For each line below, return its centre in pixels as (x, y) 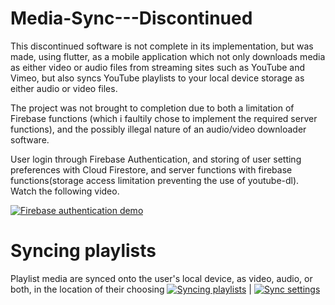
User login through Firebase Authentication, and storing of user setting (156, 159)
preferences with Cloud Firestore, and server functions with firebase (151, 169)
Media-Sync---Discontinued (131, 18)
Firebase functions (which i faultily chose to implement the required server (164, 118)
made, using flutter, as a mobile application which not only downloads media (168, 56)
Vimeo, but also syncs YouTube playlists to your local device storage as (157, 78)
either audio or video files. (64, 88)
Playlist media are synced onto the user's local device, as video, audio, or (161, 278)
